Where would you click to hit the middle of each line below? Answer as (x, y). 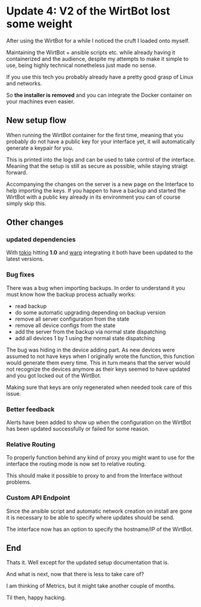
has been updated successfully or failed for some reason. (78, 429)
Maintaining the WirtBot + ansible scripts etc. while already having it (91, 52)
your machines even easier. (40, 101)
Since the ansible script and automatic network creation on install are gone (99, 511)
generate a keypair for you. (40, 148)
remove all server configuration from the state (72, 319)
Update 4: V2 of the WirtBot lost (88, 11)
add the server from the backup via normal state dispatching (90, 332)
